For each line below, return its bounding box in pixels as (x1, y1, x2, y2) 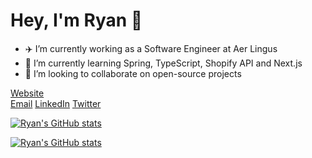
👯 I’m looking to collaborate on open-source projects (24, 67, 242, 79)
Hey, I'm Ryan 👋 (10, 9, 143, 32)
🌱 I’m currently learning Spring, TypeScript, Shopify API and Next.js (24, 57, 303, 69)
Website (10, 87, 45, 99)
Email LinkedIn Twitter (10, 97, 102, 109)
